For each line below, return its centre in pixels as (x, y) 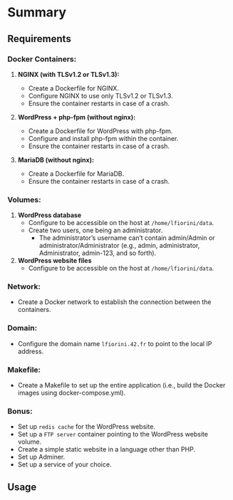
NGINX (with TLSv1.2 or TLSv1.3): (68, 74)
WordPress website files (55, 261)
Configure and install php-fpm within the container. (103, 138)
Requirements (39, 39)
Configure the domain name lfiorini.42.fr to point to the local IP (115, 343)
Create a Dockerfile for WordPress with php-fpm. (100, 131)
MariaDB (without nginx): (56, 160)
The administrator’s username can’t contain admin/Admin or (127, 238)
